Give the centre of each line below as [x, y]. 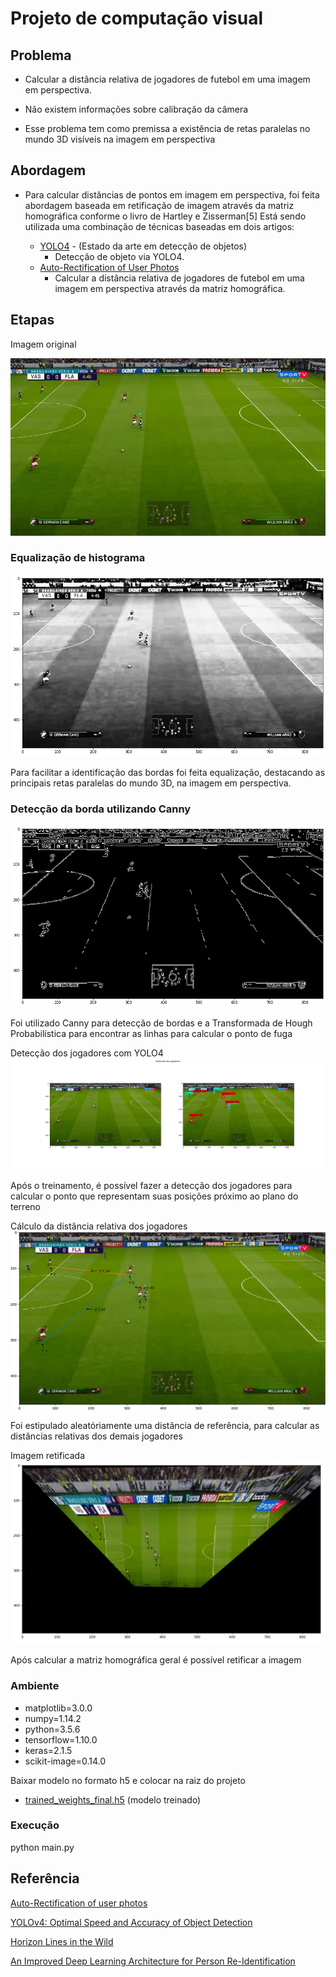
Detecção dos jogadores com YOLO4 [87, 1053]
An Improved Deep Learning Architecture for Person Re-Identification [153, 1961]
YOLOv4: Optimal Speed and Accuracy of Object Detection [131, 1922]
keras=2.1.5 [48, 1750]
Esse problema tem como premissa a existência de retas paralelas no [167, 128]
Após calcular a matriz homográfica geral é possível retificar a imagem [156, 1660]
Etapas [32, 320]
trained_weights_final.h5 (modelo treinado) [113, 1799]
